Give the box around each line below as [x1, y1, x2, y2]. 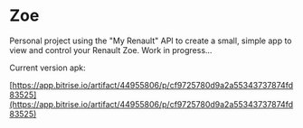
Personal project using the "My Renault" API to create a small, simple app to [9, 35, 292, 46]
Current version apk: [9, 62, 86, 73]
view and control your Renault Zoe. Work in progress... [9, 44, 213, 55]
